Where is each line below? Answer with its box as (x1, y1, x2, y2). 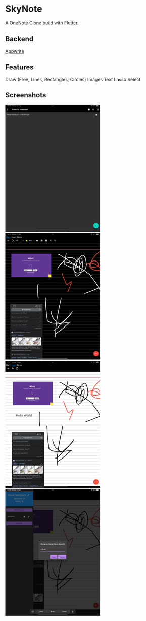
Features (5, 63, 34, 72)
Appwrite (5, 48, 24, 54)
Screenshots (5, 91, 46, 100)
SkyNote (5, 3, 42, 15)
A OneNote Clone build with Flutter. (5, 20, 79, 26)
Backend (5, 35, 34, 43)
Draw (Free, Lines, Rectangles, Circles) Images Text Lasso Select (5, 76, 141, 82)
